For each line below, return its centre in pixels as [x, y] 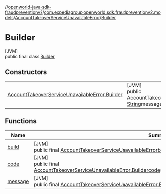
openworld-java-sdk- [30, 7]
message [18, 181]
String [134, 104]
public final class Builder [30, 56]
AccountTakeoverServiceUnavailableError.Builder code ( [98, 170]
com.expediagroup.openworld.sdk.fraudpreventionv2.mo [102, 12]
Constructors [26, 72]
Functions [21, 121]
